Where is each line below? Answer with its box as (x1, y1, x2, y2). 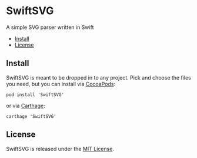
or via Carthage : (6, 102, 45, 109)
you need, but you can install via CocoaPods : (6, 80, 116, 87)
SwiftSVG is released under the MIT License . (6, 145, 115, 152)
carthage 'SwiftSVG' (6, 113, 57, 119)
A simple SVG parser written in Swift (6, 24, 94, 31)
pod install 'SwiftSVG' (6, 91, 65, 98)
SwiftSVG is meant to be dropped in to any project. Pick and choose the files (6, 74, 191, 81)
